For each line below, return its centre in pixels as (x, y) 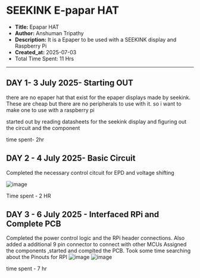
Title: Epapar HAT (37, 27)
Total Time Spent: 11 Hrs (44, 58)
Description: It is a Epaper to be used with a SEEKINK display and (96, 39)
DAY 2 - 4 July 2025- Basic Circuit (71, 158)
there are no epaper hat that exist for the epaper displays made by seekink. (98, 97)
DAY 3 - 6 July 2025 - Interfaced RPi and (83, 214)
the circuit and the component (43, 128)
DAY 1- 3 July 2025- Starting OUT (70, 83)
